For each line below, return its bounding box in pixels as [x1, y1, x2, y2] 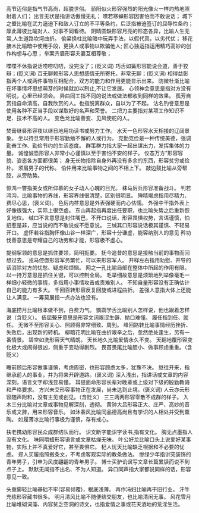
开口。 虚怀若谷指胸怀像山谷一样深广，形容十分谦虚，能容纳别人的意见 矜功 [6, 229, 191, 236]
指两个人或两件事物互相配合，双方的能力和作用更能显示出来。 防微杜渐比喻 [6, 77, 190, 85]
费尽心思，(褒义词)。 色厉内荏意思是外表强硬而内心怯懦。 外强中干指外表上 [6, 199, 190, 207]
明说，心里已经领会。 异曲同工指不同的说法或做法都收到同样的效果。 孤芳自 [6, 92, 191, 99]
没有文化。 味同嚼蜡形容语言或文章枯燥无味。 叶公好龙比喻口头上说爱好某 [6, 436, 186, 443]
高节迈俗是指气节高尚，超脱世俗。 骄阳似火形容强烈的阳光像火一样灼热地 [6, 5, 185, 12]
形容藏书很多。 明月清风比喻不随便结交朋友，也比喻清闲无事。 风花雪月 [16, 493, 191, 500]
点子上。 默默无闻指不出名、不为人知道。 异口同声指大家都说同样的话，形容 [6, 466, 191, 473]
